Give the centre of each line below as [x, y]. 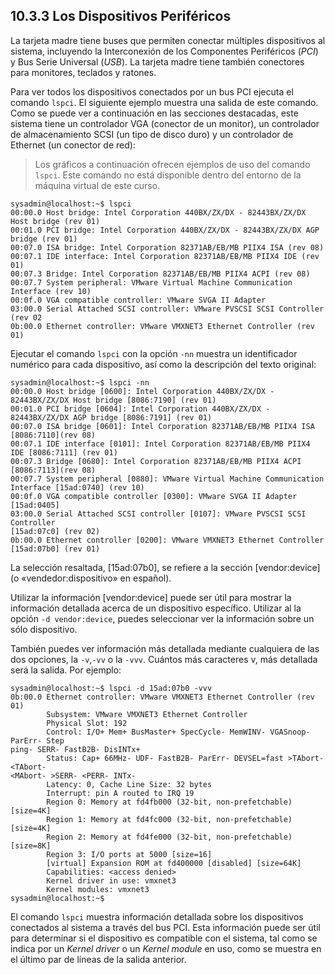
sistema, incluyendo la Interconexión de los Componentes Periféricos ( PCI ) [164, 51]
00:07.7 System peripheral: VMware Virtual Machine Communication [151, 282]
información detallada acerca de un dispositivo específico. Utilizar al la [156, 608]
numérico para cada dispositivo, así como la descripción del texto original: [163, 364]
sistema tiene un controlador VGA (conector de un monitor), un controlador [165, 123]
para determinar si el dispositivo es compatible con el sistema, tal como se [164, 938]
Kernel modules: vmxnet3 [98, 889]
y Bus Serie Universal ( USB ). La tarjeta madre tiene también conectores [157, 61]
